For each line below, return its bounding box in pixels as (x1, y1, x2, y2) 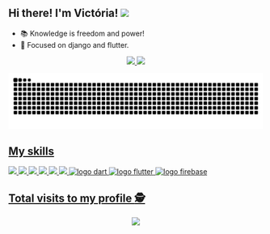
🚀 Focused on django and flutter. (19, 40, 129, 49)
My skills (8, 144, 55, 158)
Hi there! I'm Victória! (8, 6, 119, 20)
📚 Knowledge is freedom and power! (19, 28, 145, 38)
